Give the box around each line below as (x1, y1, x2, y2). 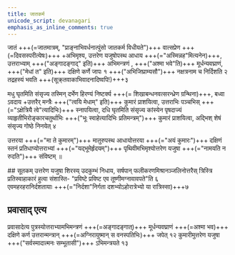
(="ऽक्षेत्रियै (7, 106, 32, 114)
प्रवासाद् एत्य (7, 204, 47, 216)
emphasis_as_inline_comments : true (7, 24, 114, 31)
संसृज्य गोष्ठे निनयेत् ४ (7, 122, 56, 131)
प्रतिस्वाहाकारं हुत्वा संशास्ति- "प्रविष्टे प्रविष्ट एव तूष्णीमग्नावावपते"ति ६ (7, 174, 159, 183)
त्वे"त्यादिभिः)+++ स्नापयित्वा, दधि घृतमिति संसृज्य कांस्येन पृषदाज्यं (33, 106, 182, 114)
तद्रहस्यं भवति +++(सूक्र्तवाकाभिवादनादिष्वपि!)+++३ (7, 76, 129, 84)
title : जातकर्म (7, 10, 45, 18)
